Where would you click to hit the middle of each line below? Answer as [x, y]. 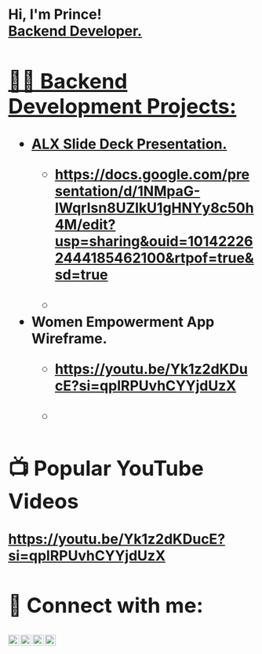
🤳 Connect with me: [106, 605]
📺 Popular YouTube [106, 468]
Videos [44, 501]
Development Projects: [122, 106]
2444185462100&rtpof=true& [154, 258]
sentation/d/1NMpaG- [127, 191]
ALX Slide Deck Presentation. [129, 144]
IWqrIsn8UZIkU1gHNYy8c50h [154, 208]
